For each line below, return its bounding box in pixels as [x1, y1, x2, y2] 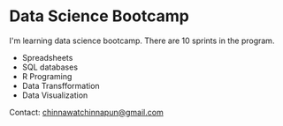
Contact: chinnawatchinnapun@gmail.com [9, 107, 164, 117]
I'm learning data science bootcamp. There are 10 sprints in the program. [9, 35, 275, 46]
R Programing [21, 70, 73, 81]
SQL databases [21, 62, 78, 72]
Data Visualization [21, 90, 88, 100]
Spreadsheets [21, 52, 73, 63]
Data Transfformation [21, 80, 100, 91]
